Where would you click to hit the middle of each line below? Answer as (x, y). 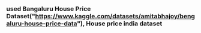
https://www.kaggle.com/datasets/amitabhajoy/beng (115, 16)
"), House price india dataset (120, 24)
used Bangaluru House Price (49, 9)
